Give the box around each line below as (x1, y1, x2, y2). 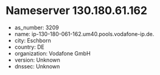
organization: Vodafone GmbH (14, 49, 91, 57)
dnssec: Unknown (14, 62, 60, 70)
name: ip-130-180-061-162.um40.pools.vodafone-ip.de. (14, 30, 155, 37)
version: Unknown (14, 56, 60, 63)
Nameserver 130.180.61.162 (5, 4, 147, 18)
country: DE (14, 43, 45, 51)
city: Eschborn (14, 37, 51, 44)
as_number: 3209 (14, 24, 59, 31)
